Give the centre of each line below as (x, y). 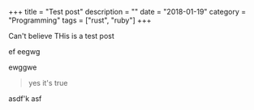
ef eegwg (24, 51)
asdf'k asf (25, 99)
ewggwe (23, 67)
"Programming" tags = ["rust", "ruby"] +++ (80, 20)
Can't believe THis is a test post (62, 36)
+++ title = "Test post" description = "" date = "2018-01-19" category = (127, 12)
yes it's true (48, 83)
